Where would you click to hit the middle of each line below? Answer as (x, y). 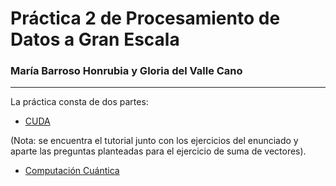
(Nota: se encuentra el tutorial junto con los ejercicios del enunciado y (154, 141)
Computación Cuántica (72, 171)
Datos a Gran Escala (95, 39)
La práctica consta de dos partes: (79, 102)
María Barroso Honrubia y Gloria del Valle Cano (126, 71)
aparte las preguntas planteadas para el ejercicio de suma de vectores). (158, 151)
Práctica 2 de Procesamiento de (145, 18)
